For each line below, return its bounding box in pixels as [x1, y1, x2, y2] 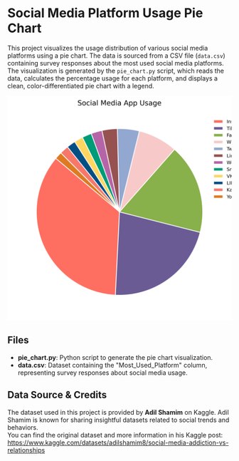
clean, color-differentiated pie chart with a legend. [7, 81, 154, 90]
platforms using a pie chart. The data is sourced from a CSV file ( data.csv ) [7, 51, 225, 60]
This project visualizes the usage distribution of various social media [7, 43, 208, 52]
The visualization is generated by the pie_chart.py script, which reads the [7, 66, 224, 75]
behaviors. [7, 423, 39, 432]
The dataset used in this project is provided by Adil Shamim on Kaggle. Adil [7, 408, 229, 416]
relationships [7, 445, 46, 454]
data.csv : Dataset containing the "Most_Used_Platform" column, [17, 361, 208, 369]
